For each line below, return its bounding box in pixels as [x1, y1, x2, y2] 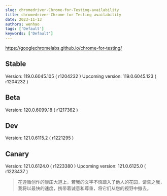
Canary [5, 149, 29, 158]
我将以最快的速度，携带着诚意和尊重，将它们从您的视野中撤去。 [17, 185, 151, 191]
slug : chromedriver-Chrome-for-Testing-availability [5, 7, 119, 13]
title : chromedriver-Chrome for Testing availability [5, 12, 122, 17]
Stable [5, 59, 26, 69]
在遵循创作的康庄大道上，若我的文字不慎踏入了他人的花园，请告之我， [17, 179, 165, 185]
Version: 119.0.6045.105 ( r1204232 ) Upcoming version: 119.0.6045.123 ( [5, 73, 156, 79]
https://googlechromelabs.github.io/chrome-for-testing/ [5, 45, 122, 51]
